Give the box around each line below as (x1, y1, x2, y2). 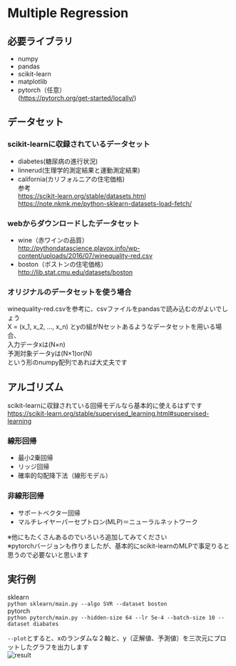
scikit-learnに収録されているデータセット (7, 139, 150, 149)
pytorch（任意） (17, 86, 66, 94)
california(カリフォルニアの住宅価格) (17, 175, 125, 183)
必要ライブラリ (7, 35, 73, 47)
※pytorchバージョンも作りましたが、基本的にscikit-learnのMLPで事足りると (7, 541, 230, 550)
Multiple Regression (7, 5, 129, 21)
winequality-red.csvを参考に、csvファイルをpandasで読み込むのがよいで (7, 304, 222, 313)
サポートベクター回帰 (17, 508, 81, 517)
